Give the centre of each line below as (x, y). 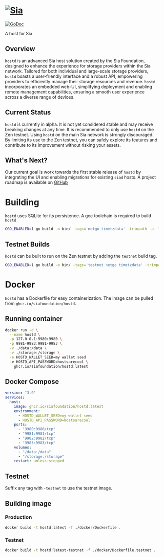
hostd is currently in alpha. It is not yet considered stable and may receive (79, 124)
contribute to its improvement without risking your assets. (63, 145)
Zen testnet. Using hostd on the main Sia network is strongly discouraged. (79, 134)
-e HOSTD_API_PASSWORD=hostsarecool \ (49, 362)
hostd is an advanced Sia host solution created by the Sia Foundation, (75, 61)
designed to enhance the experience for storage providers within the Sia (78, 66)
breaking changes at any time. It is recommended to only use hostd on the (80, 129)
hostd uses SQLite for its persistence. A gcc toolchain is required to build (78, 216)
